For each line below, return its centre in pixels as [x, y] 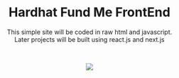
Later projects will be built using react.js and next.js [89, 39]
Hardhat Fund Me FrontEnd [89, 12]
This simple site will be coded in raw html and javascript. [89, 32]
